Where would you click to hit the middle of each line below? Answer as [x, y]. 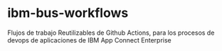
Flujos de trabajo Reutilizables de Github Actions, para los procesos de [111, 33]
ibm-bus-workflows [68, 13]
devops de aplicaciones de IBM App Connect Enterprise [90, 40]
